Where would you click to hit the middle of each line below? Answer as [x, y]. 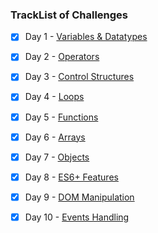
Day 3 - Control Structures [79, 77]
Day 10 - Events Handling [77, 217]
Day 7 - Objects [57, 157]
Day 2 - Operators [62, 57]
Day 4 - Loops [54, 97]
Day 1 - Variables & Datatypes [86, 37]
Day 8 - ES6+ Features [71, 177]
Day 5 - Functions [61, 117]
